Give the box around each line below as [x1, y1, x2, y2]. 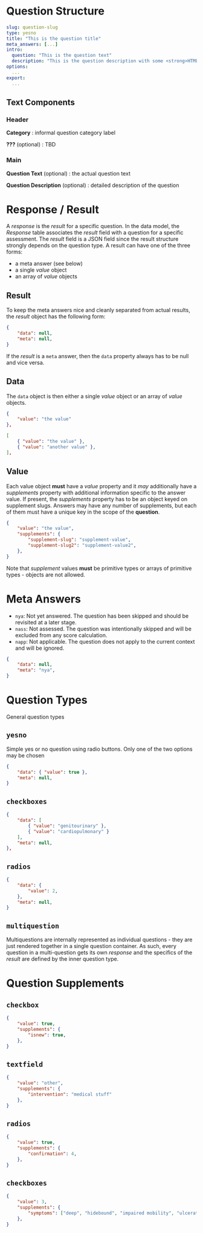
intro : [6, 47, 23, 53]
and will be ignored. [14, 644, 65, 652]
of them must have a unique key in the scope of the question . [6, 508, 160, 515]
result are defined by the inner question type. [6, 955, 119, 963]
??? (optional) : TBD [6, 141, 56, 148]
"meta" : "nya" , [17, 667, 56, 673]
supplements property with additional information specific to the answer [6, 489, 186, 496]
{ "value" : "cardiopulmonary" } [28, 828, 110, 834]
